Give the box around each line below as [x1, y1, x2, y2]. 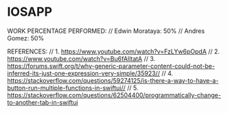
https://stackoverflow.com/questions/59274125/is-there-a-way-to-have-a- [7, 76, 219, 84]
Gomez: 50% [7, 34, 45, 42]
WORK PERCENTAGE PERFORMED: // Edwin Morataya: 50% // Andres [7, 27, 205, 35]
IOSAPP [7, 4, 53, 20]
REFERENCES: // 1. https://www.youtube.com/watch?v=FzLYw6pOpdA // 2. [7, 47, 220, 55]
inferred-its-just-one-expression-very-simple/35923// [7, 69, 160, 77]
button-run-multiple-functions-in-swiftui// [7, 84, 126, 92]
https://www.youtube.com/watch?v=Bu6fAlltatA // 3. [7, 54, 156, 62]
